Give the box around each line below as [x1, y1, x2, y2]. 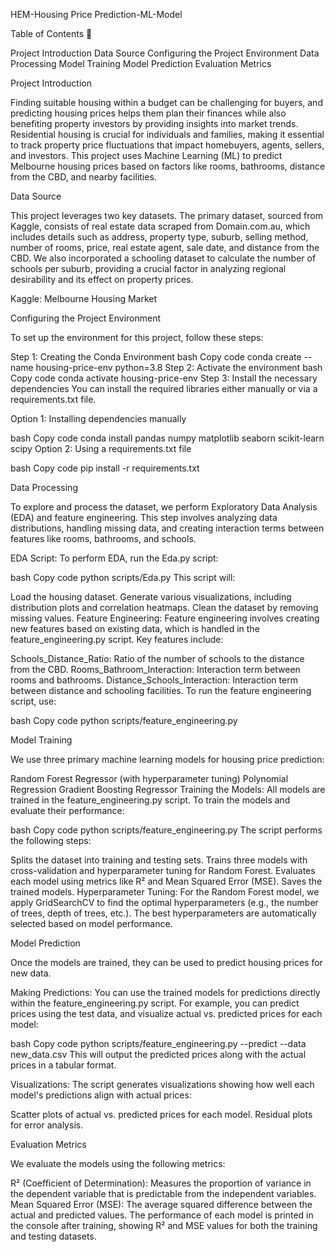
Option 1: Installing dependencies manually [10, 413, 187, 424]
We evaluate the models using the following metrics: [10, 1158, 226, 1169]
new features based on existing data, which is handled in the [10, 623, 260, 634]
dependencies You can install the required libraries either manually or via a [10, 383, 318, 394]
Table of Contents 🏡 [10, 28, 93, 39]
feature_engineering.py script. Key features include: [10, 634, 224, 645]
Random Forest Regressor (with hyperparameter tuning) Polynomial [10, 773, 289, 784]
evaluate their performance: [10, 805, 125, 816]
